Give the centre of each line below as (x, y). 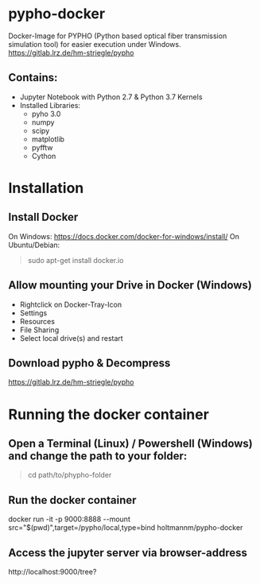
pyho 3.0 (46, 114)
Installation (46, 188)
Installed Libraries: (50, 105)
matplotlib (48, 139)
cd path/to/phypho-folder (70, 475)
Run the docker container (72, 500)
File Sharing (39, 330)
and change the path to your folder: (98, 456)
